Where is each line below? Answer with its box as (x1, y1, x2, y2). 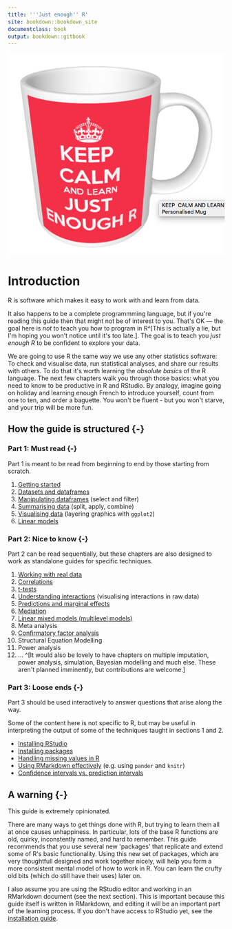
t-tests (17, 585, 37, 593)
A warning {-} (8, 789, 68, 800)
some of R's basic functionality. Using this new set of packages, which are (8, 850, 219, 858)
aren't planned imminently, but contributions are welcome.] (17, 665, 186, 674)
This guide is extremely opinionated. (8, 807, 111, 815)
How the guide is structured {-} (8, 424, 145, 435)
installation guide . (8, 915, 58, 923)
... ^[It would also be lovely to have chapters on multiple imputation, (17, 651, 209, 659)
